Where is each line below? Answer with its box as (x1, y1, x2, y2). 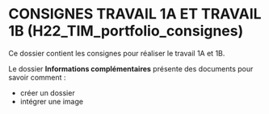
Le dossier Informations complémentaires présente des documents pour (8, 63, 254, 73)
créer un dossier (19, 88, 75, 97)
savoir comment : (8, 72, 66, 82)
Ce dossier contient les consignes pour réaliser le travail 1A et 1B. (8, 48, 225, 58)
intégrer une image (19, 96, 83, 106)
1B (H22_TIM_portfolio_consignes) (8, 22, 244, 40)
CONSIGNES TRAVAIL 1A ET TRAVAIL (8, 5, 262, 23)
